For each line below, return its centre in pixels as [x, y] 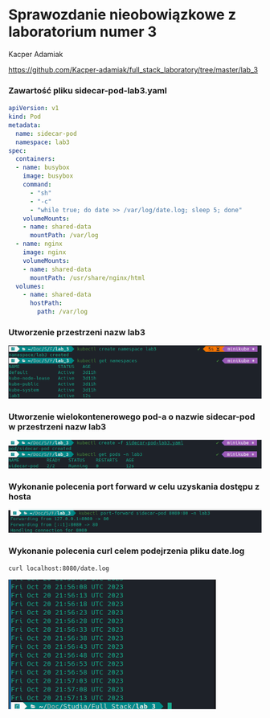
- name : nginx [39, 244]
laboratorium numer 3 [83, 32]
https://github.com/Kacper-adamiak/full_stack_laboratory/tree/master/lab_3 [133, 69]
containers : [36, 159]
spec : [17, 150]
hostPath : [46, 303]
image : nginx [45, 252]
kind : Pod [25, 117]
